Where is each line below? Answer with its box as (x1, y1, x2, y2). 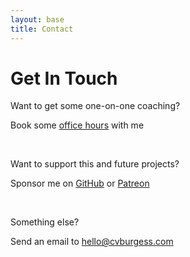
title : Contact (10, 24, 74, 34)
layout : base (10, 14, 65, 25)
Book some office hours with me (10, 119, 145, 131)
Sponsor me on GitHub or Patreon (10, 177, 150, 190)
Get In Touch (10, 67, 118, 90)
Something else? (10, 216, 80, 228)
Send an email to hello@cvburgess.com (10, 236, 174, 248)
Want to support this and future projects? (10, 158, 180, 170)
